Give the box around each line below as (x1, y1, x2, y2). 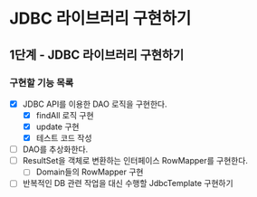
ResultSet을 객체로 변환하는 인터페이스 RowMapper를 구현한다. (22, 155, 249, 166)
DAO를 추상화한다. (22, 144, 89, 155)
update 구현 (35, 121, 80, 132)
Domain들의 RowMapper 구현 (35, 166, 144, 177)
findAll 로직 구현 (35, 109, 94, 120)
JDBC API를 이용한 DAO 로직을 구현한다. (22, 98, 167, 109)
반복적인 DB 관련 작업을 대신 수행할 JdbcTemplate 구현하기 (22, 178, 233, 189)
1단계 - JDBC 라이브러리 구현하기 (9, 47, 185, 62)
